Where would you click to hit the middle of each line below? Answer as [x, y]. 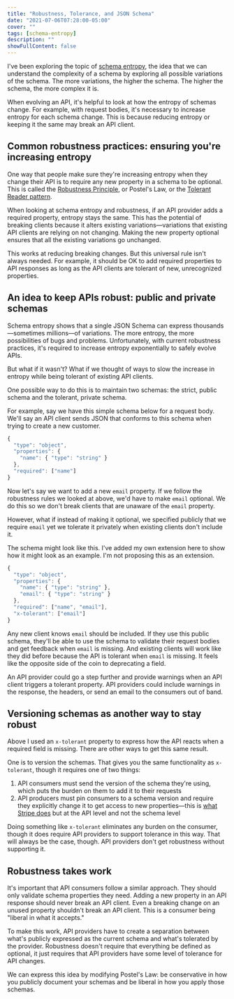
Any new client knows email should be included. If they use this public [108, 634]
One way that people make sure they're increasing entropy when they [108, 174]
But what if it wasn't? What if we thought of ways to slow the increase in [111, 369]
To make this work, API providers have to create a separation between [108, 931]
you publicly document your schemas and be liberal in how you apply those [116, 982]
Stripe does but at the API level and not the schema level [98, 813]
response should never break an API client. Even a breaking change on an [114, 903]
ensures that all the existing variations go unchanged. [84, 239]
